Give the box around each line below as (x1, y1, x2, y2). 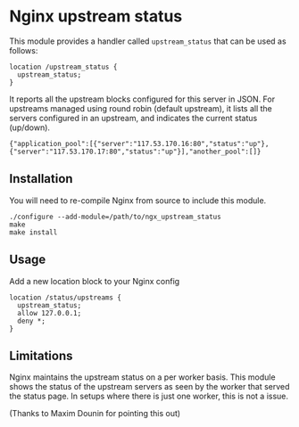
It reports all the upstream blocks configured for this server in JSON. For (9, 94, 275, 104)
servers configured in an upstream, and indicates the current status (9, 112, 258, 123)
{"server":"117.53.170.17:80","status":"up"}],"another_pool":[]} (9, 147, 262, 156)
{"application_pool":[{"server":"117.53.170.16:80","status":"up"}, (9, 139, 270, 148)
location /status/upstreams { (9, 292, 122, 302)
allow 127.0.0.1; (17, 308, 82, 317)
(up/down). (9, 122, 51, 133)
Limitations (9, 348, 73, 363)
